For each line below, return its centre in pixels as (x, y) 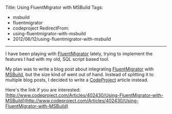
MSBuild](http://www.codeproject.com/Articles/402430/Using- (72, 101)
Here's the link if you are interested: (43, 90)
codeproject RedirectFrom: (41, 28)
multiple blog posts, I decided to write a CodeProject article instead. (77, 80)
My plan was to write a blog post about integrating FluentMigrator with (80, 69)
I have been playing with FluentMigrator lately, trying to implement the (79, 54)
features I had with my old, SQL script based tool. (57, 59)
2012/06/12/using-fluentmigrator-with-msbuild (62, 39)
